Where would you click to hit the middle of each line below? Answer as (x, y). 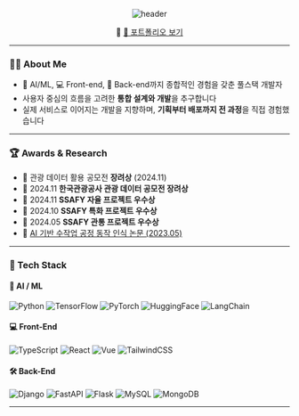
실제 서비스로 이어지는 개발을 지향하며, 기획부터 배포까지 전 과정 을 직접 (144, 110)
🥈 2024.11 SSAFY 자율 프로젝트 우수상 (89, 200)
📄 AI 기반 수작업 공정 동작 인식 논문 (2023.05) (102, 232)
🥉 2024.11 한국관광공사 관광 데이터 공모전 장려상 (105, 188)
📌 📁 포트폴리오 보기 (149, 32)
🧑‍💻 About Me (38, 64)
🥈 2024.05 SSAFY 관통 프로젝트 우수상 (90, 222)
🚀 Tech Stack (38, 265)
